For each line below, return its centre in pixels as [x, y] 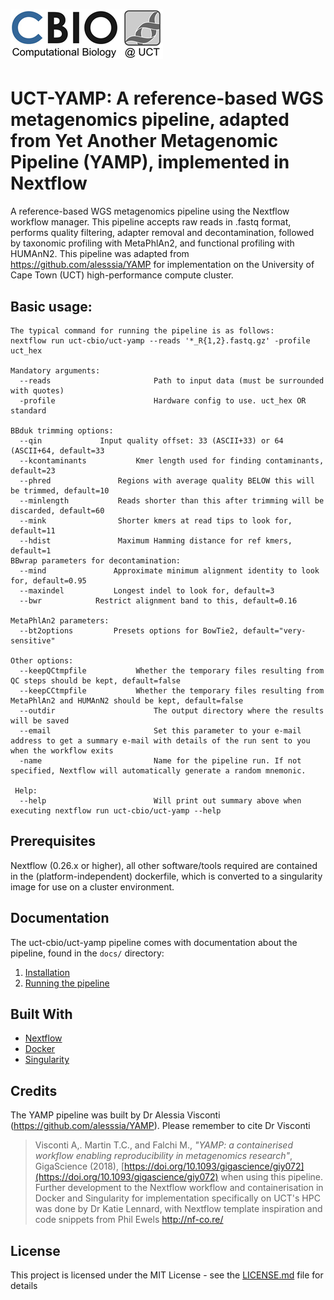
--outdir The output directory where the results [172, 710]
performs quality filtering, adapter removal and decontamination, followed [162, 233]
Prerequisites [53, 841]
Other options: [42, 660]
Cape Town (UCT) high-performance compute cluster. [122, 275]
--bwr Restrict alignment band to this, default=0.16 [158, 600]
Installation [47, 972]
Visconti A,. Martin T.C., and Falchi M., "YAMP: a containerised [163, 1145]
